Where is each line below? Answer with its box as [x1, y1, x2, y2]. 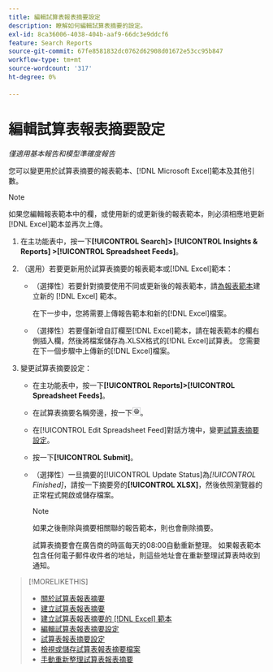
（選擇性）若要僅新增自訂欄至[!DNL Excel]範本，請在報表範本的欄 [32, 325, 253, 335]
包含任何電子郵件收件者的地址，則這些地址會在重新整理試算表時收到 [32, 550, 261, 560]
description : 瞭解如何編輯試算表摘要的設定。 [8, 21, 147, 30]
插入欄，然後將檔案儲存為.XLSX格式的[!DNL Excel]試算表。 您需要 [39, 335, 261, 345]
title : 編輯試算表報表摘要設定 [8, 13, 101, 21]
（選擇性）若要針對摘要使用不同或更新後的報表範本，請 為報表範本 [32, 281, 253, 291]
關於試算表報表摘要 [40, 593, 106, 603]
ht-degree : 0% [8, 73, 57, 81]
